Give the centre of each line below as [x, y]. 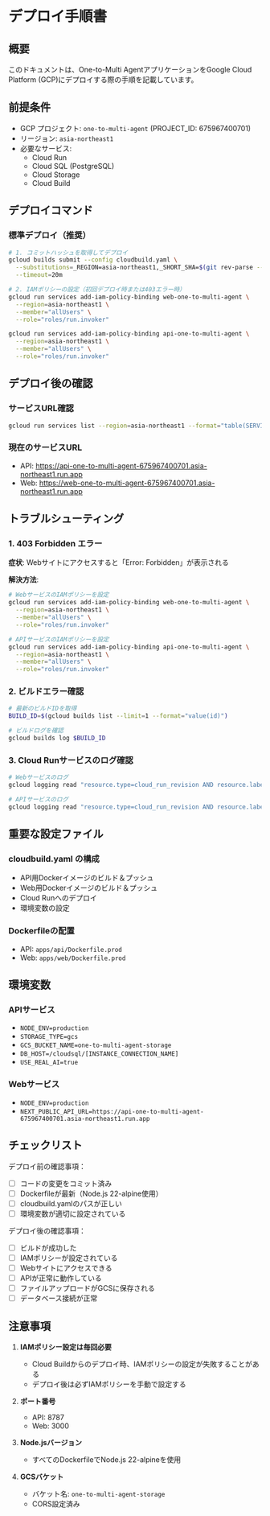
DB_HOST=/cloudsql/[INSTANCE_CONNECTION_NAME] [99, 1054]
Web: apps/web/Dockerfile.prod [73, 958]
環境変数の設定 [45, 908]
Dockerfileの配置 [41, 931]
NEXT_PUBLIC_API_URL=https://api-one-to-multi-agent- [112, 1111]
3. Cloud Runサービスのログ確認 [71, 760]
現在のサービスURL [45, 447]
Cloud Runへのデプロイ [59, 898]
